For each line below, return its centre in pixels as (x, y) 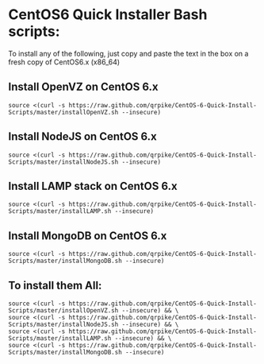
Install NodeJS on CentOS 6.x (82, 137)
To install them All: (55, 285)
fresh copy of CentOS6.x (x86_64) (64, 62)
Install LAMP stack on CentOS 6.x (93, 186)
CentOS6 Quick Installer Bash (108, 15)
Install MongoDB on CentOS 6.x (88, 236)
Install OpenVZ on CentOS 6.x (83, 87)
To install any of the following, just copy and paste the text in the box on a (128, 53)
